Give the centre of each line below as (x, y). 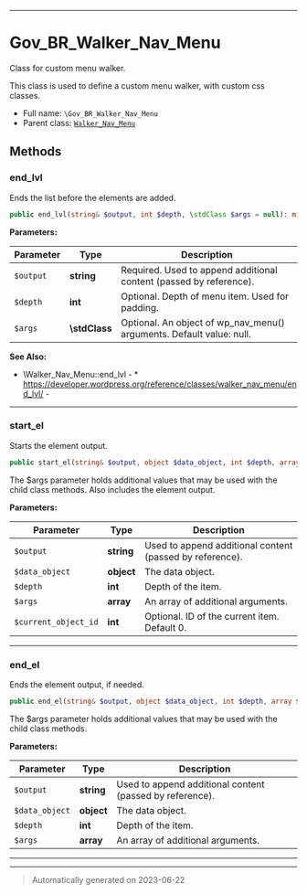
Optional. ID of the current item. (212, 616)
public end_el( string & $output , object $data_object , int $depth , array (151, 701)
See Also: (28, 357)
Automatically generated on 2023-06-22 (108, 879)
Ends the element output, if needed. (77, 684)
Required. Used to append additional (199, 270)
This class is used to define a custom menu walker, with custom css (137, 85)
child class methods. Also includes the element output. (112, 489)
